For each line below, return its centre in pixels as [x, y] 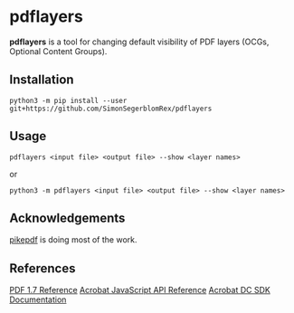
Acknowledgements [67, 218]
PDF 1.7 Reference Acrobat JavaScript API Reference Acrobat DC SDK [140, 290]
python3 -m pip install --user [68, 100]
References [43, 268]
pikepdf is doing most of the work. [73, 240]
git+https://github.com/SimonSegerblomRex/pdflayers [111, 109]
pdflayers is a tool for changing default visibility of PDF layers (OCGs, [139, 42]
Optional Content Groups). [58, 51]
